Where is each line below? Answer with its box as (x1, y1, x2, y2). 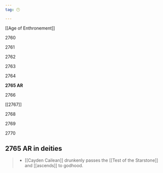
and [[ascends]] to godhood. (24, 163, 83, 169)
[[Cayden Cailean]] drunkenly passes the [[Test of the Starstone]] (24, 157, 159, 163)
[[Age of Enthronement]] (5, 25, 55, 31)
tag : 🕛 (5, 7, 20, 12)
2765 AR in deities (5, 144, 63, 153)
